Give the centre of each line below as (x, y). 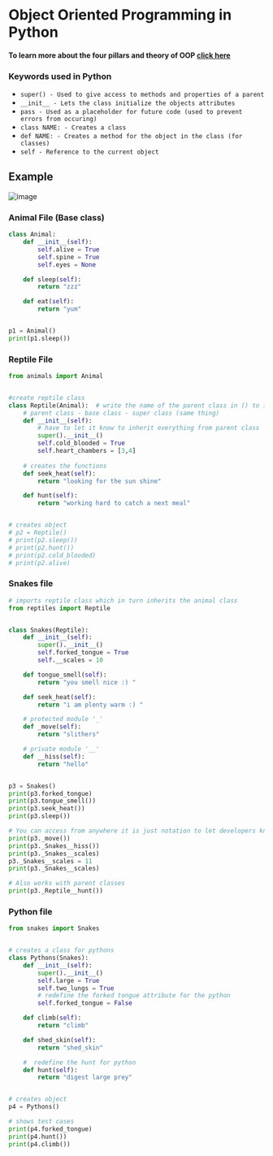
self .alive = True (69, 250)
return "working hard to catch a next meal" (114, 503)
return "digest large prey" (85, 1078)
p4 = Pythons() (34, 1107)
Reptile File (31, 359)
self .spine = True (69, 257)
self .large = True (69, 980)
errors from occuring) (58, 120)
